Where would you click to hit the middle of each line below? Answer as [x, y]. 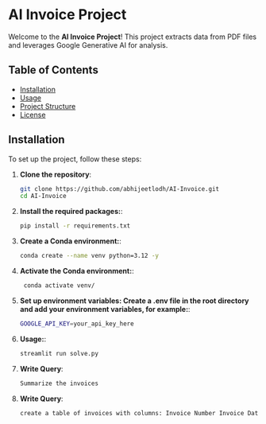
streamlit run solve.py [59, 353]
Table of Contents [54, 70]
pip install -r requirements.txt [75, 226]
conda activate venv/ [59, 286]
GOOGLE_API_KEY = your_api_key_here [77, 324]
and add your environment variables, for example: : [105, 309]
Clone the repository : [56, 174]
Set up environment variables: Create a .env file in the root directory [134, 301]
